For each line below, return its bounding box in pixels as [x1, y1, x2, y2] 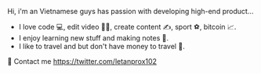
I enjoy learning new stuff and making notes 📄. [18, 33, 169, 42]
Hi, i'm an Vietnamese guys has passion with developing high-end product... [7, 7, 254, 16]
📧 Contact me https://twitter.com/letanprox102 [7, 57, 158, 65]
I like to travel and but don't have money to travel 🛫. [18, 42, 185, 51]
